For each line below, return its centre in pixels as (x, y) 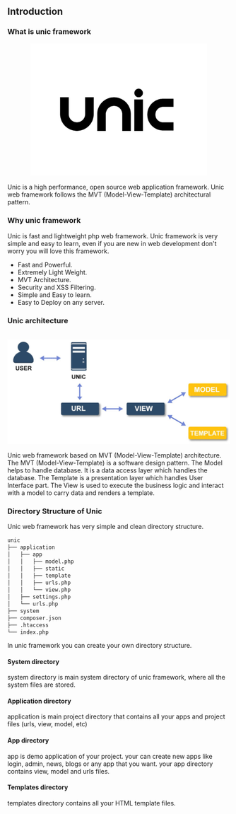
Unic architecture (38, 320)
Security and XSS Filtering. (57, 287)
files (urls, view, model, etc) (47, 724)
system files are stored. (41, 685)
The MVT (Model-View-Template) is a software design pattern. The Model (115, 463)
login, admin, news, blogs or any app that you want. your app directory (110, 764)
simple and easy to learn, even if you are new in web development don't (112, 243)
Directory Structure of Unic (55, 511)
